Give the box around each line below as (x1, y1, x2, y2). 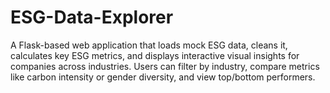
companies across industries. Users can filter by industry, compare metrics (10, 60, 320, 72)
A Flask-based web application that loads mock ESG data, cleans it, (10, 39, 288, 51)
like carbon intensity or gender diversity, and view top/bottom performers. (10, 71, 316, 83)
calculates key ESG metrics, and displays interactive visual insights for (10, 49, 300, 61)
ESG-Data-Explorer (10, 6, 174, 29)
